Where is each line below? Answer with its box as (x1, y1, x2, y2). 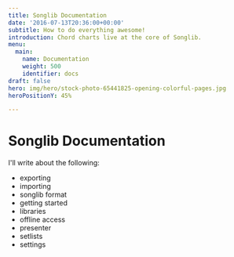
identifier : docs (22, 70, 79, 78)
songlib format (19, 190, 68, 200)
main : (15, 48, 34, 56)
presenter (19, 223, 52, 233)
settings (19, 240, 46, 249)
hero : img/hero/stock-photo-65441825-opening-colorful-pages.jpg (8, 84, 226, 92)
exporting (19, 173, 51, 183)
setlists (19, 232, 43, 241)
